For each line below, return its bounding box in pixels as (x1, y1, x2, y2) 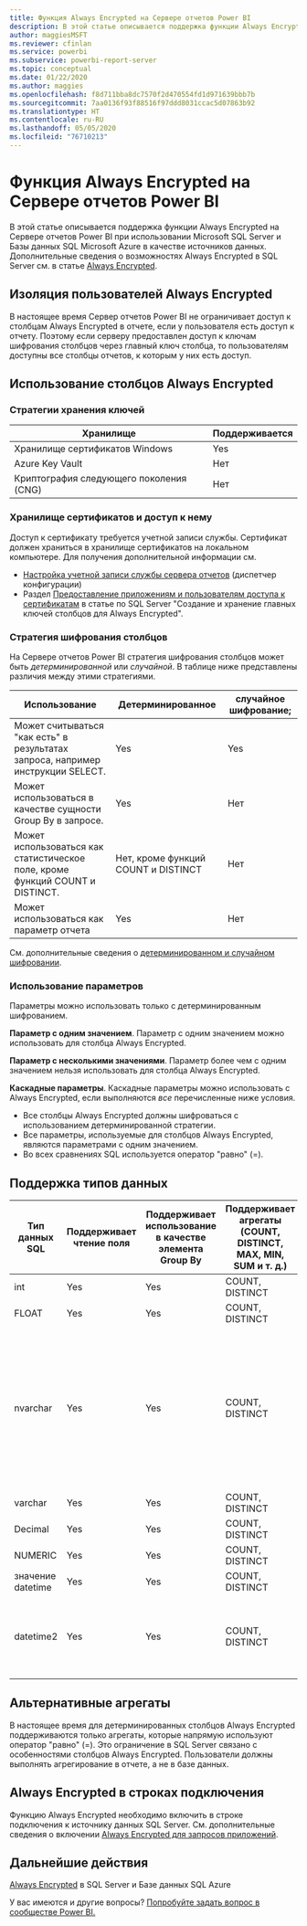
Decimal (14, 1523, 49, 1536)
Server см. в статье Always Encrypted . (9, 259, 158, 270)
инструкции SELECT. (14, 765, 107, 778)
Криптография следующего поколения (14, 472, 187, 485)
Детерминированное (118, 698, 217, 711)
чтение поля (72, 1237, 131, 1250)
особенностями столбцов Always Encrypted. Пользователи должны (9, 1749, 274, 1760)
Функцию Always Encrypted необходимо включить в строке (9, 1809, 244, 1820)
